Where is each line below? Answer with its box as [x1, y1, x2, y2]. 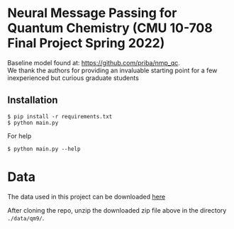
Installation [7, 94, 58, 106]
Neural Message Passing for [7, 5, 177, 21]
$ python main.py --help [7, 145, 81, 152]
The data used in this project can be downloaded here [7, 192, 165, 201]
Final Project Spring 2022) [7, 35, 165, 51]
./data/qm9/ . [7, 213, 45, 222]
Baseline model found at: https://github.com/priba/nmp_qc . [7, 58, 181, 67]
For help [7, 131, 32, 140]
